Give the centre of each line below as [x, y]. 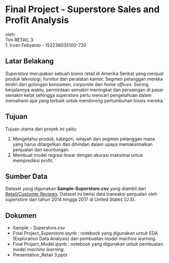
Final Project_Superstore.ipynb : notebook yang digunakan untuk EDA [85, 233]
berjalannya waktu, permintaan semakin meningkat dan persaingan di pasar [84, 90]
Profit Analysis [37, 20]
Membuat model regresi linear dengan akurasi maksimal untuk [78, 155]
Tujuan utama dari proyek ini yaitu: [41, 129]
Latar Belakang [30, 61]
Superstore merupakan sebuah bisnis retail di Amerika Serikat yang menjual [84, 73]
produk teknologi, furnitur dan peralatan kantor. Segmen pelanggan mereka [84, 79]
